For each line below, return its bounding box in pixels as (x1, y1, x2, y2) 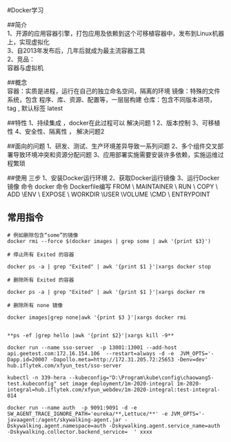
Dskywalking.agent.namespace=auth (7, 422, 107, 429)
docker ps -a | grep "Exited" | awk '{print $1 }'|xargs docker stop (7, 263, 212, 270)
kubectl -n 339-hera (7, 374, 67, 381)
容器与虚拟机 (7, 64, 43, 72)
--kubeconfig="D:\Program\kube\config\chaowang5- (68, 374, 214, 381)
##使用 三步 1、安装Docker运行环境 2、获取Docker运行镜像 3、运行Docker (7, 174, 220, 182)
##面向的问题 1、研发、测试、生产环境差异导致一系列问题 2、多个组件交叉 (7, 142, 218, 150)
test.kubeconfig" (7, 380, 57, 387)
